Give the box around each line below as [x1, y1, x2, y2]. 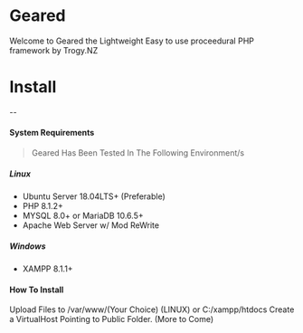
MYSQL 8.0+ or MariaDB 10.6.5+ [22, 210, 144, 222]
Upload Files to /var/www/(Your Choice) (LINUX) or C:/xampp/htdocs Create [9, 304, 295, 315]
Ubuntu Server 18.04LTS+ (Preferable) [22, 191, 166, 202]
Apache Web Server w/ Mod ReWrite [22, 220, 160, 231]
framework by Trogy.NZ [9, 44, 99, 55]
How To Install [9, 284, 64, 295]
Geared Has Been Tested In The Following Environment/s [31, 147, 245, 158]
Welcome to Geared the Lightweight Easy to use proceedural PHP [9, 35, 255, 46]
